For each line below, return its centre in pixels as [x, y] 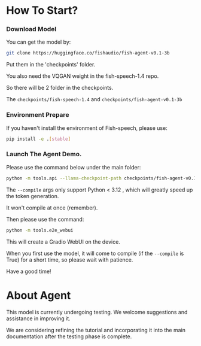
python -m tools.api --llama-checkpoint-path [64, 178]
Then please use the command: [45, 219]
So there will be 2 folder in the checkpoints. [60, 88]
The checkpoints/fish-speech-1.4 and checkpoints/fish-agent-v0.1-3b [94, 99]
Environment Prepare [38, 115]
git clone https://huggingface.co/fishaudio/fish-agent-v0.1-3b [88, 53]
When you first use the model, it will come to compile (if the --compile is [95, 253]
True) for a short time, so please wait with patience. [70, 259]
